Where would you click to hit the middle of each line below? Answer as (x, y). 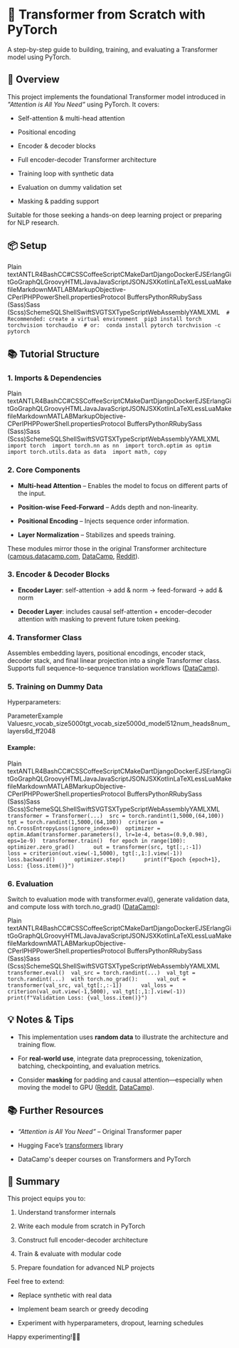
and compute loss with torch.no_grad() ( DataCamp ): (84, 906)
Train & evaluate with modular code (70, 1254)
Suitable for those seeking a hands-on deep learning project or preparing (115, 215)
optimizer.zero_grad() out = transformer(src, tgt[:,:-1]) (105, 847)
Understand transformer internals (67, 1212)
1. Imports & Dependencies (54, 377)
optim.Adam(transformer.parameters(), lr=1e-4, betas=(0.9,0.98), (108, 834)
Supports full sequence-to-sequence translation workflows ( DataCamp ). (113, 668)
